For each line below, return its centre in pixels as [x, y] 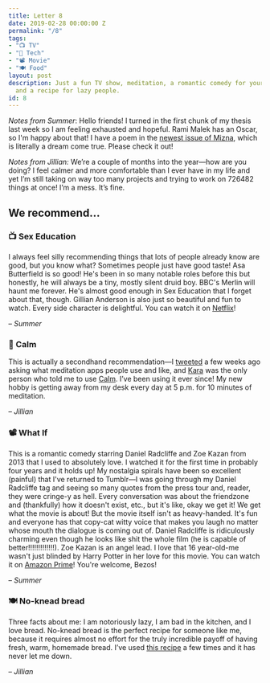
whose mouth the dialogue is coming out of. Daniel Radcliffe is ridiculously [131, 530]
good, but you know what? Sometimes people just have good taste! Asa [127, 265]
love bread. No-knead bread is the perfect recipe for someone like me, [125, 630]
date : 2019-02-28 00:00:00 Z [57, 23]
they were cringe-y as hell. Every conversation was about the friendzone [129, 496]
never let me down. [40, 656]
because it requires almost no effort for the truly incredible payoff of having [133, 639]
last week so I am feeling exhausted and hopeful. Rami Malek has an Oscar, [133, 129]
